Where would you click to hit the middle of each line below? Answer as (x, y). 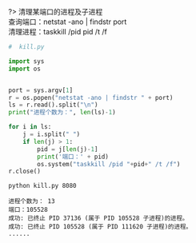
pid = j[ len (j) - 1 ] (68, 149)
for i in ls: (30, 127)
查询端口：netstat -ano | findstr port (68, 22)
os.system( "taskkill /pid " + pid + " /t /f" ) (109, 164)
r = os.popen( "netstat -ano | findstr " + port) (91, 98)
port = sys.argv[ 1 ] (41, 90)
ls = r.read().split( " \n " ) (53, 105)
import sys (26, 61)
